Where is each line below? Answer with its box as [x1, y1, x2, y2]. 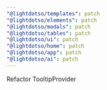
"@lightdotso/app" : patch [6, 50, 81, 57]
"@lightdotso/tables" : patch [6, 29, 91, 37]
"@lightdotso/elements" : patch [6, 17, 97, 24]
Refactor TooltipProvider [6, 75, 77, 83]
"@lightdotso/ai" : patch [6, 56, 79, 63]
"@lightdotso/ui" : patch [6, 36, 79, 43]
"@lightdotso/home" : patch [6, 43, 85, 50]
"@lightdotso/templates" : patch [6, 10, 100, 17]
